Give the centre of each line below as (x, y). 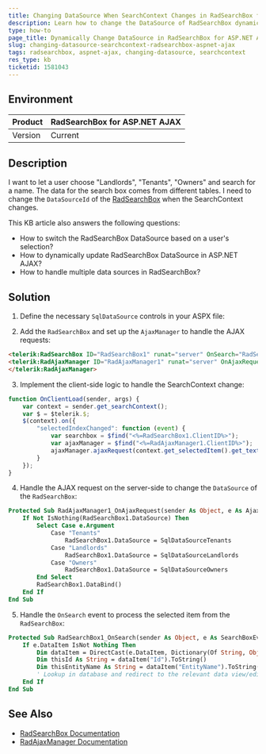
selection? (36, 247)
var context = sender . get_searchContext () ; (95, 406)
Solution (29, 297)
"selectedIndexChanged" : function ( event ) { (111, 429)
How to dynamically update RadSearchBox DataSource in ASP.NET (129, 256)
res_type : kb (30, 60)
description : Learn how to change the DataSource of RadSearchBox (120, 23)
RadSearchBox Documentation (70, 733)
